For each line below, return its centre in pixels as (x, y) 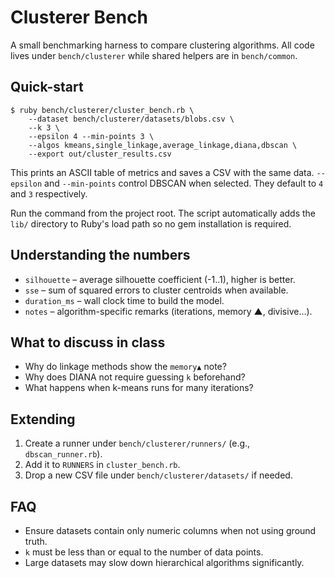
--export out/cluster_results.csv (100, 154)
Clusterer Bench (79, 17)
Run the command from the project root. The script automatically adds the (163, 213)
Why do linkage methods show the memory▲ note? (125, 367)
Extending (43, 419)
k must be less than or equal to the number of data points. (144, 552)
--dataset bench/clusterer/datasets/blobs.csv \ (131, 119)
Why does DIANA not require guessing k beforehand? (135, 377)
